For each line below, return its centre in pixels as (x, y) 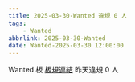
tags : (17, 23)
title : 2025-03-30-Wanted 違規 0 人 (68, 16)
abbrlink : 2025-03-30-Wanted (57, 38)
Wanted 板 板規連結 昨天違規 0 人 (63, 70)
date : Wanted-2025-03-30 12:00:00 (66, 46)
